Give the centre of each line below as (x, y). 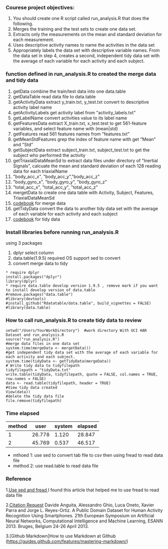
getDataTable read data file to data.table (54, 96)
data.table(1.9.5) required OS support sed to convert (66, 258)
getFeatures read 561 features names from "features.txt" (71, 134)
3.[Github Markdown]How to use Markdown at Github (61, 536)
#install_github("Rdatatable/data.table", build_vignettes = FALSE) (78, 303)
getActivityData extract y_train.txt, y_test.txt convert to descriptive (81, 102)
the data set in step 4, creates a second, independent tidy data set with (86, 56)
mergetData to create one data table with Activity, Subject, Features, (83, 193)
